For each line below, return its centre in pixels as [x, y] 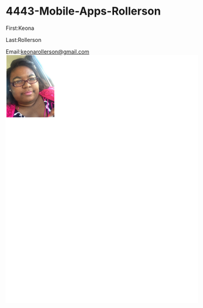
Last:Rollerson [24, 40]
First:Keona [20, 28]
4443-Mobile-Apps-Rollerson [83, 11]
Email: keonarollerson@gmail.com [48, 51]
